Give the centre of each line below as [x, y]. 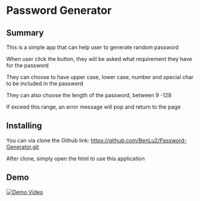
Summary [25, 33]
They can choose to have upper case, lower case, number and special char [100, 77]
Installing [24, 126]
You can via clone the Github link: [48, 140]
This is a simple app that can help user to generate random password [93, 47]
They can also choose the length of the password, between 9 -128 [89, 95]
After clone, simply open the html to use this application [76, 158]
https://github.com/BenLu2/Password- [139, 140]
